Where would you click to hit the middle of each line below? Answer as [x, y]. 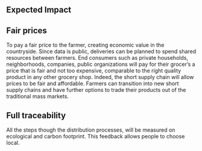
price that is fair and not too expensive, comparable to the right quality [94, 71]
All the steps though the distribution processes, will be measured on [91, 130]
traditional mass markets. [38, 97]
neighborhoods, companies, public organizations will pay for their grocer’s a [101, 64]
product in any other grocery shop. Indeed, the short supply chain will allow [100, 77]
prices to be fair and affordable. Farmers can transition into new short [93, 83]
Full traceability [36, 115]
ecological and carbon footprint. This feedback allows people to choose [96, 137]
